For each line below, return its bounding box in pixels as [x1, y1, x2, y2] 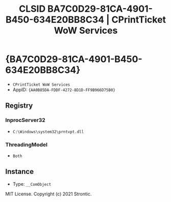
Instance [5, 167, 34, 176]
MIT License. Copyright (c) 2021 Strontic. [5, 191, 92, 197]
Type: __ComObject [12, 181, 52, 187]
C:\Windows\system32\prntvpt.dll [12, 129, 84, 134]
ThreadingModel [5, 141, 47, 148]
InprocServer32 [5, 117, 46, 124]
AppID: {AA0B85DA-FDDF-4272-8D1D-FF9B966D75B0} [12, 86, 116, 92]
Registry [5, 102, 33, 110]
